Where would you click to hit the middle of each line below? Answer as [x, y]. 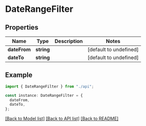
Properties [22, 27]
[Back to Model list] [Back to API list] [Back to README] [62, 119]
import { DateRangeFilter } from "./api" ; [49, 86]
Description [69, 41]
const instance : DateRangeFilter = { [44, 95]
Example [19, 75]
